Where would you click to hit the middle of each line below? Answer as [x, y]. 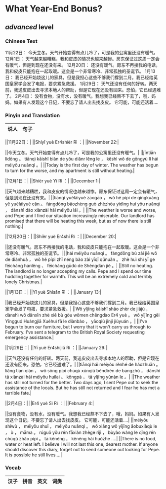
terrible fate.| [19, 393]
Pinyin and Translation [33, 115]
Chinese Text [21, 41]
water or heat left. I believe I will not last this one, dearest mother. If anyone [82, 444]
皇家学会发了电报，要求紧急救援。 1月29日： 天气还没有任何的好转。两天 [83, 83]
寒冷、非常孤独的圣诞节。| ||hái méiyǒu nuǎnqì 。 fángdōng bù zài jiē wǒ [83, 253]
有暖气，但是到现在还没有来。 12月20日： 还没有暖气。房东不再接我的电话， [83, 65]
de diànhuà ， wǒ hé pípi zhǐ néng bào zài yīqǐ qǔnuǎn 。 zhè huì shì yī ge [80, 259]
